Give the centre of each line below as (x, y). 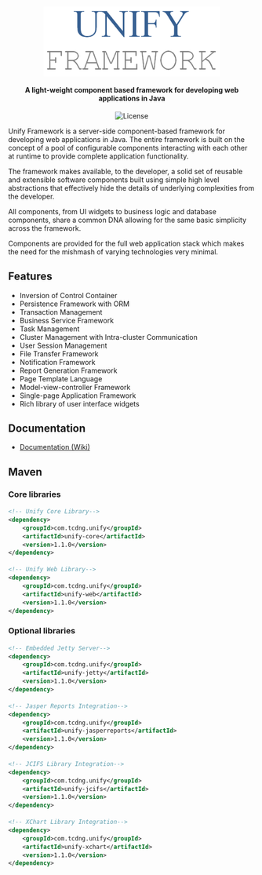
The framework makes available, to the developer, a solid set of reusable (126, 171)
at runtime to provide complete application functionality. (98, 156)
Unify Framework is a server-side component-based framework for (117, 131)
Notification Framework (57, 362)
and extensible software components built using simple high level (114, 180)
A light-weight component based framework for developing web (132, 90)
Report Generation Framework (68, 370)
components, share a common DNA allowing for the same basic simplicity (127, 220)
